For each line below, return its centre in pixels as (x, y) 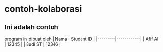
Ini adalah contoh (31, 27)
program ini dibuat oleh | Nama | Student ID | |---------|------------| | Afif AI (81, 39)
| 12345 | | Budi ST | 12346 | (33, 44)
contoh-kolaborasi (43, 9)
